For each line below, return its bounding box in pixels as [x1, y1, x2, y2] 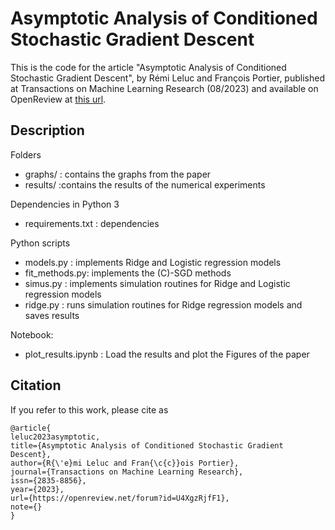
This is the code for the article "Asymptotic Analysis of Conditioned [10, 61, 287, 73]
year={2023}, [10, 484, 65, 494]
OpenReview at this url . [10, 93, 107, 105]
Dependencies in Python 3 [10, 198, 120, 210]
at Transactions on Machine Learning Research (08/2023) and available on [10, 82, 319, 94]
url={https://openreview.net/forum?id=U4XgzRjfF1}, [10, 493, 230, 503]
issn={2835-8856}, [10, 475, 87, 486]
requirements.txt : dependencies [24, 217, 160, 229]
